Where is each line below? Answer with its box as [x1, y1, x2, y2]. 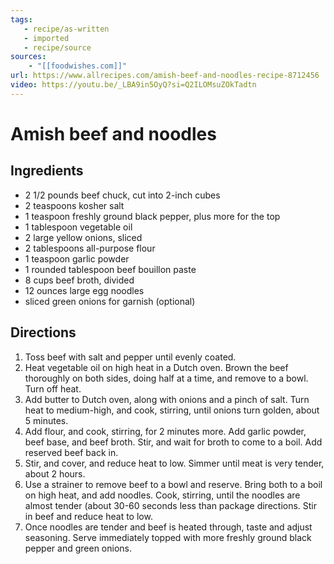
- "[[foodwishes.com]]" [28, 61, 128, 71]
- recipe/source [23, 42, 92, 53]
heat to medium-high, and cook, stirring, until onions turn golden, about [24, 404, 320, 416]
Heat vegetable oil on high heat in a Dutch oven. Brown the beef [24, 361, 289, 373]
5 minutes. [24, 414, 69, 426]
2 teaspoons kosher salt [24, 199, 125, 211]
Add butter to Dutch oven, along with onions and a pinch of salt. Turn [24, 393, 310, 405]
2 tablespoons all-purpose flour [24, 242, 156, 254]
